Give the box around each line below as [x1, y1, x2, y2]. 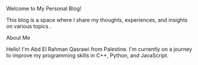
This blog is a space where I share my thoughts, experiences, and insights [6, 17, 188, 23]
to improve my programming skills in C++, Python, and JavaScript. [6, 52, 169, 58]
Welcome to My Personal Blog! [6, 5, 81, 12]
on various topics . [6, 23, 52, 30]
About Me [6, 34, 31, 41]
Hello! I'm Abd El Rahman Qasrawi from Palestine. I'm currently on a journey [6, 45, 192, 53]
